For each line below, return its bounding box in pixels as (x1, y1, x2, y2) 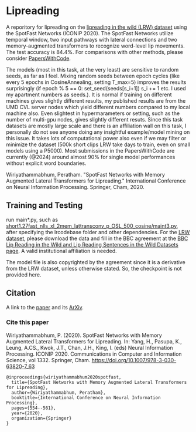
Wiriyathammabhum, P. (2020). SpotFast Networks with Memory (6, 332, 162, 339)
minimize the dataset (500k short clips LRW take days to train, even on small (6, 141, 190, 148)
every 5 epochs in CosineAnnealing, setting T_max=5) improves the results (6, 78, 187, 86)
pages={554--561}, (11, 405, 57, 411)
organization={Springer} (11, 415, 72, 421)
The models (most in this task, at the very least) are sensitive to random (6, 66, 179, 73)
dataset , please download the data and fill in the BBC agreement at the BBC (6, 235, 188, 242)
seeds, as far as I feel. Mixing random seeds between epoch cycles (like (6, 72, 180, 79)
